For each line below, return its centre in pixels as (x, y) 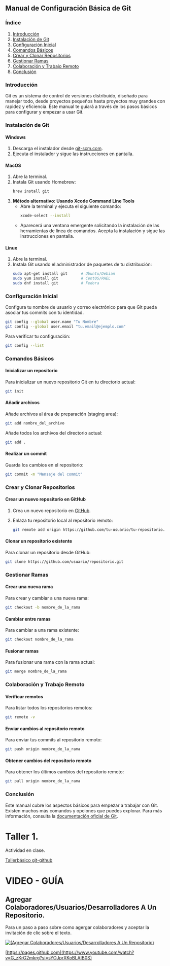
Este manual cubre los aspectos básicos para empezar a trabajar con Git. (82, 805)
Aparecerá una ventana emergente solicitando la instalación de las (90, 226)
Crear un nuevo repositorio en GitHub (46, 499)
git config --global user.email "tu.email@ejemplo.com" (65, 327)
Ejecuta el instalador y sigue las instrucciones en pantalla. (73, 154)
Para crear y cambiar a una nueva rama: (47, 598)
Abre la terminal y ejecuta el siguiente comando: (71, 206)
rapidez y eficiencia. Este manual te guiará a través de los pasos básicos (81, 106)
